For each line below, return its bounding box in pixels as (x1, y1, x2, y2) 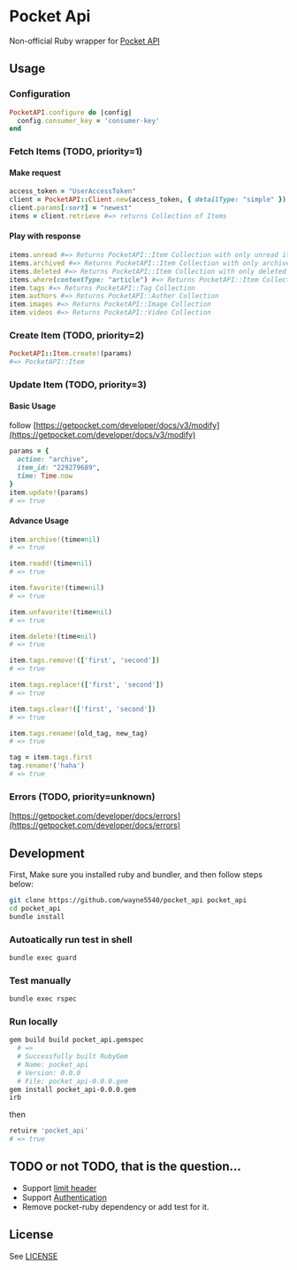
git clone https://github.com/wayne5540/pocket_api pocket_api (9, 896, 247, 905)
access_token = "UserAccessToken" (9, 187, 137, 196)
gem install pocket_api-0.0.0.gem (9, 1085, 137, 1094)
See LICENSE (9, 1251, 58, 1261)
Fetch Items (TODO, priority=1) (9, 145, 143, 158)
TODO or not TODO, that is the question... (9, 1159, 241, 1174)
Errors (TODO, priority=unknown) (9, 791, 156, 803)
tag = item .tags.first (9, 753, 93, 762)
